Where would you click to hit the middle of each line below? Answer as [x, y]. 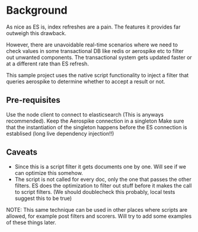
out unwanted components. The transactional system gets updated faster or [99, 57]
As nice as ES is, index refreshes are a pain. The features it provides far [93, 27]
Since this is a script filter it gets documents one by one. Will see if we [100, 167]
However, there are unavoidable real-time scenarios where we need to [92, 45]
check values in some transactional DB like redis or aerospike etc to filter [95, 51]
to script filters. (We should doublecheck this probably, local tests [95, 192]
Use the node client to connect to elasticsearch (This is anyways [85, 114]
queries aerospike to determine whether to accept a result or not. [86, 81]
